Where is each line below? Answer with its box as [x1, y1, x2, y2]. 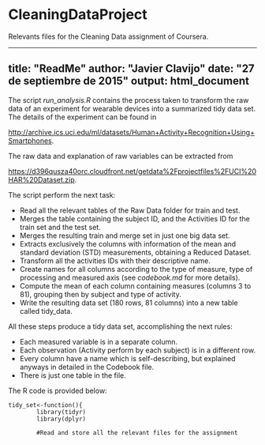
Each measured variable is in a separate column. [19, 337, 178, 346]
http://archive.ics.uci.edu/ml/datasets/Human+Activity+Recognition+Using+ [8, 127, 255, 137]
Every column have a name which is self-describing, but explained [19, 353, 236, 363]
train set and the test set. [19, 222, 101, 232]
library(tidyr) [36, 408, 87, 416]
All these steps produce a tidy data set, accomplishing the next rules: [8, 322, 233, 331]
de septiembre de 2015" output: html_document [8, 74, 250, 88]
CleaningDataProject [8, 6, 147, 24]
